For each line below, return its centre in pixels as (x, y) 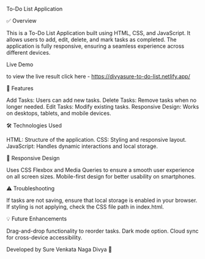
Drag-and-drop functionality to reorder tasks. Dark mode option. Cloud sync (102, 231)
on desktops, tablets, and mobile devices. (59, 113)
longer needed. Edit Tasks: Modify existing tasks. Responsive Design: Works (103, 106)
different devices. (28, 52)
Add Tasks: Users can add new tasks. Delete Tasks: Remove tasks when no (102, 100)
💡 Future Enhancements (37, 218)
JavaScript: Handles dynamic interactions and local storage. (82, 146)
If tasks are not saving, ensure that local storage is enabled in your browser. (102, 200)
